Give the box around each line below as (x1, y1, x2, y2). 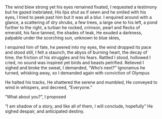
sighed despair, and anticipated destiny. (5, 108, 85, 114)
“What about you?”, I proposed (5, 94, 66, 100)
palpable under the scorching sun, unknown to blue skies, (5, 35, 120, 41)
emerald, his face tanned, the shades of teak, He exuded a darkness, (5, 30, 143, 35)
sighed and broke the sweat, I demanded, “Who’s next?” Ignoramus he (5, 65, 146, 71)
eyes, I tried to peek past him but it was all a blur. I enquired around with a (5, 15, 152, 20)
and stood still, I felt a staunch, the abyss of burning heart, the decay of (5, 49, 147, 55)
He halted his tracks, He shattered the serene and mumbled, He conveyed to (5, 79, 158, 85)
